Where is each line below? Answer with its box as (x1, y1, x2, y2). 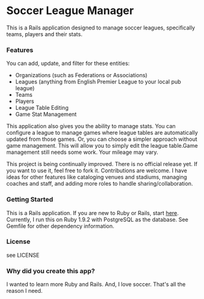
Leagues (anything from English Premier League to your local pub (15, 78, 181, 86)
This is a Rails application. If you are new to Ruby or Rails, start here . (6, 209, 179, 216)
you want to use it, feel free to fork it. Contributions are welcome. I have (6, 167, 187, 175)
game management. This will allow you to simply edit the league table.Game (6, 142, 198, 149)
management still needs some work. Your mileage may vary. (6, 148, 159, 156)
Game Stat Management (15, 111, 77, 118)
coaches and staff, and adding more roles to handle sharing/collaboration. (6, 180, 193, 187)
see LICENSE (6, 251, 40, 259)
